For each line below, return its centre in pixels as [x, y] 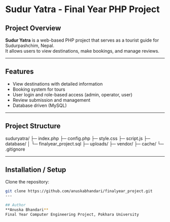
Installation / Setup [36, 170]
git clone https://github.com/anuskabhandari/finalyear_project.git [79, 191]
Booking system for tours [39, 89]
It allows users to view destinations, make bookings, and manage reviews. [82, 51]
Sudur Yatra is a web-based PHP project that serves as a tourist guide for [82, 40]
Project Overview [33, 28]
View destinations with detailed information [57, 84]
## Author [16, 205]
